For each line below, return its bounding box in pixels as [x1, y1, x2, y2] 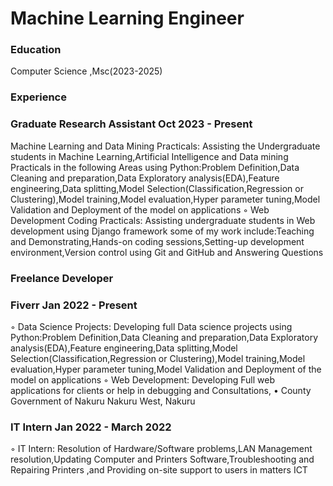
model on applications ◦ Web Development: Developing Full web [10, 373, 276, 386]
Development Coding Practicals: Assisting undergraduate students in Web [10, 214, 316, 226]
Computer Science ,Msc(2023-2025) [10, 65, 163, 77]
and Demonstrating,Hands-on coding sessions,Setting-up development [10, 235, 305, 247]
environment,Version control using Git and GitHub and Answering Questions [10, 246, 324, 258]
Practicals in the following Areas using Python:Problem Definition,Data [10, 161, 300, 173]
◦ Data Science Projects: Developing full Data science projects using [10, 320, 293, 332]
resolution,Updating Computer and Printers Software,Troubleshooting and [10, 453, 315, 466]
